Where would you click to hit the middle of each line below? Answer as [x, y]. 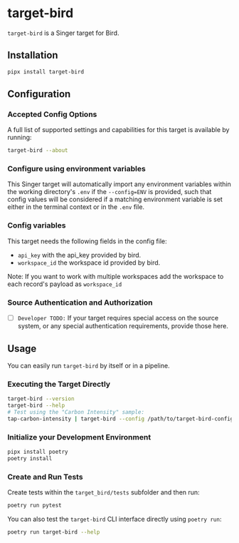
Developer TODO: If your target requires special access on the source [118, 318]
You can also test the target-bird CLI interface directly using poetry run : [115, 519]
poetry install [30, 458]
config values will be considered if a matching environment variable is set [115, 199]
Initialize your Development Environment [79, 437]
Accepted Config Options [52, 114]
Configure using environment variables [76, 169]
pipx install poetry [38, 452]
